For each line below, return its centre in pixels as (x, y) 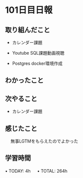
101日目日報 (29, 10)
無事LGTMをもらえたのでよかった (44, 141)
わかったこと (24, 80)
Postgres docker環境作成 (37, 63)
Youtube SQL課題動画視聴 (38, 53)
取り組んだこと (28, 30)
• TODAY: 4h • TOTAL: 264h (36, 171)
